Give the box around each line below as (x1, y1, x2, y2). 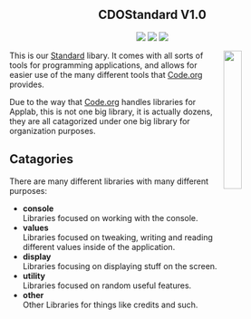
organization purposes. (9, 125, 96, 136)
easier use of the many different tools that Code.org (9, 69, 203, 80)
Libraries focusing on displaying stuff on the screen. (22, 260, 217, 271)
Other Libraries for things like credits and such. (22, 299, 198, 310)
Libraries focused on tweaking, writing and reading (22, 231, 213, 243)
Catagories (9, 151, 74, 167)
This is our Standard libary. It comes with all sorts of (9, 50, 204, 61)
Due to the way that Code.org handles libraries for (9, 96, 197, 107)
